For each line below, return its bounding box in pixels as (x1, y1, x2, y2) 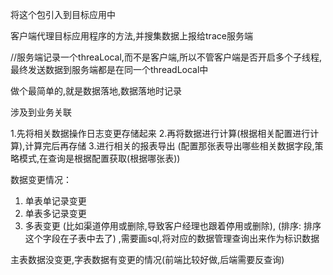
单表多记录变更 (24, 208, 87, 219)
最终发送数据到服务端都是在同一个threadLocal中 (10, 64, 209, 75)
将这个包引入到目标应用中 (10, 9, 116, 20)
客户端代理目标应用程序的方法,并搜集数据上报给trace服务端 (10, 30, 253, 42)
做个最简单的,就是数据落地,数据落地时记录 (10, 85, 183, 97)
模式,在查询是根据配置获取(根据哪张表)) (18, 153, 181, 164)
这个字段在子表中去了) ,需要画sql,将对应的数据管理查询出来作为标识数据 (24, 233, 320, 244)
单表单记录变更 (24, 195, 87, 207)
